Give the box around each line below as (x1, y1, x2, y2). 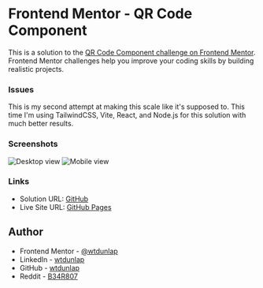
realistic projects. (8, 64, 65, 73)
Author (8, 226, 43, 239)
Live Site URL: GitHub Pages (19, 202, 112, 211)
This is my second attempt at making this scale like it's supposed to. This (8, 102, 246, 111)
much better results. (8, 119, 74, 129)
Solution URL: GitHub (19, 194, 89, 204)
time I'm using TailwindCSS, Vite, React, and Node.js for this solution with (8, 110, 246, 120)
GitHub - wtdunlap (19, 263, 80, 272)
